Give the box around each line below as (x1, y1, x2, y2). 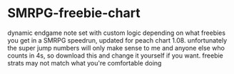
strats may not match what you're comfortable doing (7, 58, 162, 67)
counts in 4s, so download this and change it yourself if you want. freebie (7, 51, 223, 60)
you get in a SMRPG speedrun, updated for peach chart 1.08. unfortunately (7, 36, 227, 44)
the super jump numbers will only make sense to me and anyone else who (7, 43, 225, 52)
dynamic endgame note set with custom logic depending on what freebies (7, 28, 226, 37)
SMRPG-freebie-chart (7, 5, 141, 21)
